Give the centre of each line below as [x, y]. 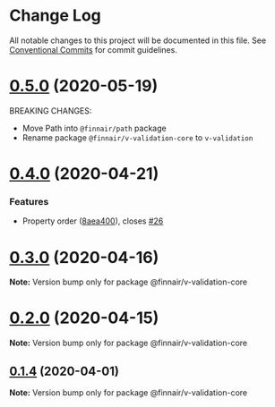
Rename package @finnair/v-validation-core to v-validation [137, 137]
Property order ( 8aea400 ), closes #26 [93, 221]
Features [29, 201]
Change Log [55, 16]
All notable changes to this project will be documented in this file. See [138, 40]
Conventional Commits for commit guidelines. [93, 49]
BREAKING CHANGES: [51, 110]
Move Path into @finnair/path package [95, 128]
